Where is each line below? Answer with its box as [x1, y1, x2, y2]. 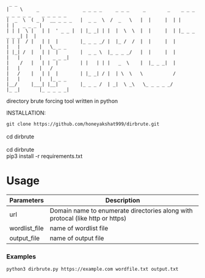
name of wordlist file [49, 224, 109, 232]
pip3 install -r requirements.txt [6, 152, 83, 160]
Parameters [9, 196, 44, 205]
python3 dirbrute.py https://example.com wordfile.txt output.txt [6, 266, 179, 272]
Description [105, 196, 140, 205]
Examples [6, 252, 37, 261]
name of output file [49, 234, 104, 242]
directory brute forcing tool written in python [6, 97, 118, 105]
